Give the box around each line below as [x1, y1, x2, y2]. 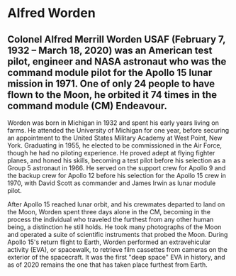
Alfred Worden [7, 5, 96, 21]
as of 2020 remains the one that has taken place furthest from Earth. [7, 260, 208, 269]
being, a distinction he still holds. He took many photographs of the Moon [7, 223, 222, 231]
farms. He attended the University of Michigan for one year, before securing [7, 126, 230, 134]
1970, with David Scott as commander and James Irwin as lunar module [7, 179, 216, 187]
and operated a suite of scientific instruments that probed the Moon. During [7, 231, 228, 238]
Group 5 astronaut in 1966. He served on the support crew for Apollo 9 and [7, 164, 226, 172]
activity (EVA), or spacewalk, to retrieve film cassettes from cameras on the [7, 245, 228, 253]
